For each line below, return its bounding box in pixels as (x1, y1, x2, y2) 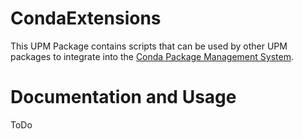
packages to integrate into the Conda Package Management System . (10, 50, 294, 62)
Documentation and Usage (10, 86, 237, 109)
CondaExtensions (10, 7, 162, 30)
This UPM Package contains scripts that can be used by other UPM (10, 40, 288, 52)
